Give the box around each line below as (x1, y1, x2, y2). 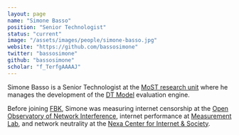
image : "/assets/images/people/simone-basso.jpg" (7, 37, 158, 44)
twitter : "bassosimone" (7, 50, 78, 58)
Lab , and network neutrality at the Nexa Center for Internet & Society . (7, 119, 211, 128)
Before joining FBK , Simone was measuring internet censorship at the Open (7, 104, 229, 112)
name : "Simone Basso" (7, 17, 72, 24)
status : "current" (7, 30, 62, 38)
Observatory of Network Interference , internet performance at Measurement (7, 112, 232, 120)
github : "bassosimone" (7, 57, 75, 64)
